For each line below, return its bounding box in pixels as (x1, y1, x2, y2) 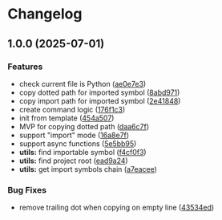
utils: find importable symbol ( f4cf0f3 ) (18, 147, 147, 157)
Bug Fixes (7, 184, 47, 195)
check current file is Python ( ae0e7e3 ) (18, 79, 147, 88)
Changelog (7, 5, 83, 23)
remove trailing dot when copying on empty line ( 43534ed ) (18, 202, 215, 213)
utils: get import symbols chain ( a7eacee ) (18, 164, 158, 173)
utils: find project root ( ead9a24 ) (18, 156, 129, 165)
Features (7, 61, 43, 72)
